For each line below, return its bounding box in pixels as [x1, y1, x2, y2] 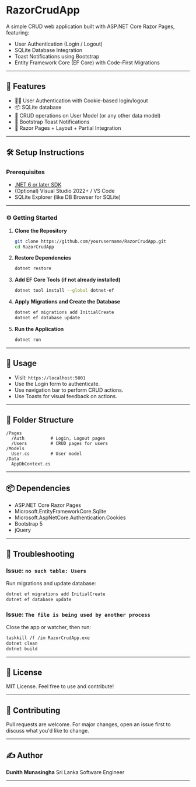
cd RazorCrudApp [14, 244, 54, 250]
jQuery [14, 527, 31, 534]
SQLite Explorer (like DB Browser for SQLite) [14, 194, 121, 201]
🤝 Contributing [6, 705, 61, 715]
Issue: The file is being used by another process [6, 610, 150, 619]
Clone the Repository [14, 227, 67, 234]
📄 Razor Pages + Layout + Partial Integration [14, 124, 121, 132]
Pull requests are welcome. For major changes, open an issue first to [6, 721, 171, 728]
